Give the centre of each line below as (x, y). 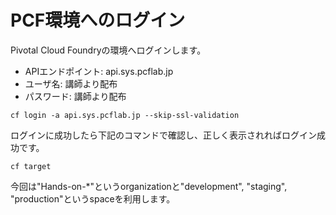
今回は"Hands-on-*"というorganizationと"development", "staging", (149, 186)
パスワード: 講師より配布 (75, 96)
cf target (31, 166)
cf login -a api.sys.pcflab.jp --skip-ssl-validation (125, 115)
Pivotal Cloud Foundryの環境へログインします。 (108, 50)
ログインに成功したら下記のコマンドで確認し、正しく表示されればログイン (163, 135)
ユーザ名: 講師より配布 (71, 83)
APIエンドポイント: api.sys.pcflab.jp (99, 71)
